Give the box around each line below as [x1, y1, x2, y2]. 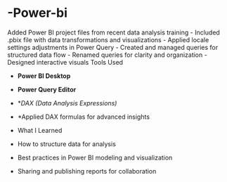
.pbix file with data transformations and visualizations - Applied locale [7, 35, 209, 44]
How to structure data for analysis [17, 139, 116, 148]
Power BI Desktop [17, 72, 71, 80]
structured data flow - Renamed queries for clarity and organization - [7, 51, 207, 59]
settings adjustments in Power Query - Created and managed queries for [7, 43, 219, 51]
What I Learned [17, 126, 63, 134]
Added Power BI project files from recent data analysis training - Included [7, 28, 220, 37]
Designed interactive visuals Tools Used [7, 58, 124, 66]
